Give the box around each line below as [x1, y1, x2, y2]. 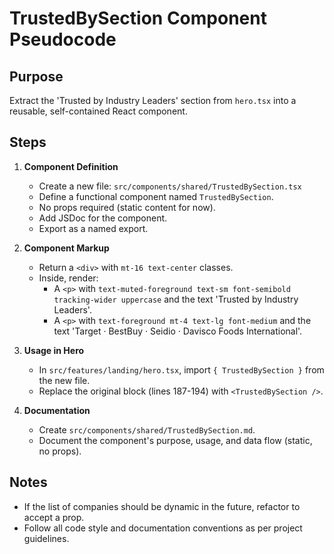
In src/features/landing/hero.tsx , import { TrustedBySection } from [38, 363, 325, 376]
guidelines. [23, 532, 70, 544]
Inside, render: [38, 272, 99, 284]
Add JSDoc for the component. [38, 212, 168, 224]
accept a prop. [23, 511, 85, 523]
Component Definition [23, 160, 119, 172]
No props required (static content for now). [38, 201, 216, 213]
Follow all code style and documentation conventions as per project [23, 522, 303, 534]
